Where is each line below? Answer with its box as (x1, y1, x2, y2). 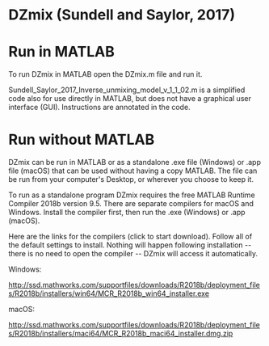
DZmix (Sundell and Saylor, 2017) (8, 6, 236, 24)
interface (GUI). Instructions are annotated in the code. (8, 103, 191, 112)
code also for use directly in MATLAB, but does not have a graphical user (8, 94, 252, 103)
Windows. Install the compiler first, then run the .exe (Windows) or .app (8, 208, 246, 217)
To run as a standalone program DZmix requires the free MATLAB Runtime (8, 190, 256, 200)
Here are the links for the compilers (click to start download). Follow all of (8, 232, 253, 242)
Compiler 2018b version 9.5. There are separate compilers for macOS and (8, 199, 254, 209)
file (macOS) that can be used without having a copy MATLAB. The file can (8, 166, 258, 175)
